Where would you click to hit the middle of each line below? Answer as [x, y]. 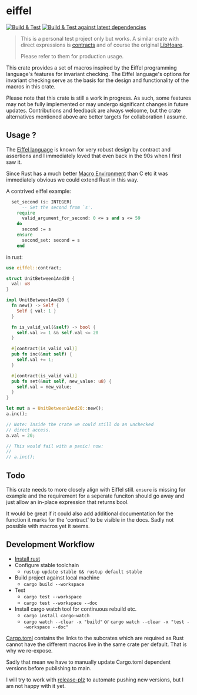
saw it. [14, 162]
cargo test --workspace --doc [61, 603]
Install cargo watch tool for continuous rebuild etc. [76, 609]
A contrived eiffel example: [39, 191]
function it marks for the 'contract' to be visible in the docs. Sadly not [90, 519]
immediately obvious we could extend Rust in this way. [72, 179]
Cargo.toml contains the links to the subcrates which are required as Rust [95, 638]
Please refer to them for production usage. [72, 56]
